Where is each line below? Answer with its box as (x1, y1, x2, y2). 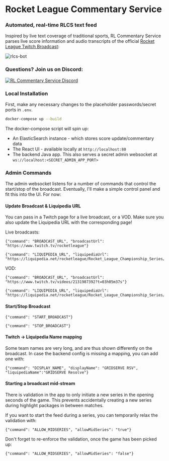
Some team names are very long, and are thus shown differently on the (5, 345, 152, 351)
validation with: (5, 418, 37, 424)
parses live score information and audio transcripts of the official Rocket (5, 38, 155, 44)
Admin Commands (5, 169, 52, 176)
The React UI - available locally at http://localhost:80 (12, 146, 127, 152)
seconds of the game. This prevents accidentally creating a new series (5, 397, 152, 403)
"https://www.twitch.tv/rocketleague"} (5, 243, 89, 249)
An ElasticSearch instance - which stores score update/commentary (12, 135, 154, 141)
